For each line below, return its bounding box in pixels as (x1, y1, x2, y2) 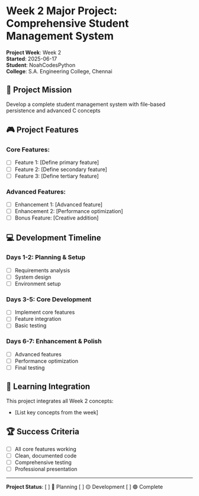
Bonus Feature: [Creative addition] (14, 214, 99, 221)
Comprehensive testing (14, 459, 72, 466)
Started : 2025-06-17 (6, 55, 57, 62)
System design (14, 273, 52, 281)
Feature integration (14, 315, 62, 323)
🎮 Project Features (6, 125, 79, 135)
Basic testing (14, 322, 47, 329)
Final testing (14, 364, 45, 371)
